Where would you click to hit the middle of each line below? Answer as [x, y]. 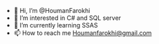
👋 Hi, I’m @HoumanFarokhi [52, 11]
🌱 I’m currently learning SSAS [56, 25]
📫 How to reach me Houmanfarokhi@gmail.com [83, 33]
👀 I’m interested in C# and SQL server [67, 18]
